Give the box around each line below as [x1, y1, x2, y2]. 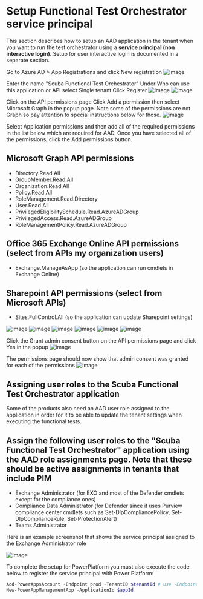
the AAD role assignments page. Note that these [6, 454, 192, 464]
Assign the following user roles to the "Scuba [6, 435, 181, 446]
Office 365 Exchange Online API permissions [6, 238, 179, 249]
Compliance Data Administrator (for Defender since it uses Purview [14, 502, 182, 509]
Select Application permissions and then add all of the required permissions [6, 122, 195, 130]
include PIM [6, 473, 52, 483]
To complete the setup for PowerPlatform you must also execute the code [6, 563, 190, 571]
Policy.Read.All [14, 189, 53, 196]
